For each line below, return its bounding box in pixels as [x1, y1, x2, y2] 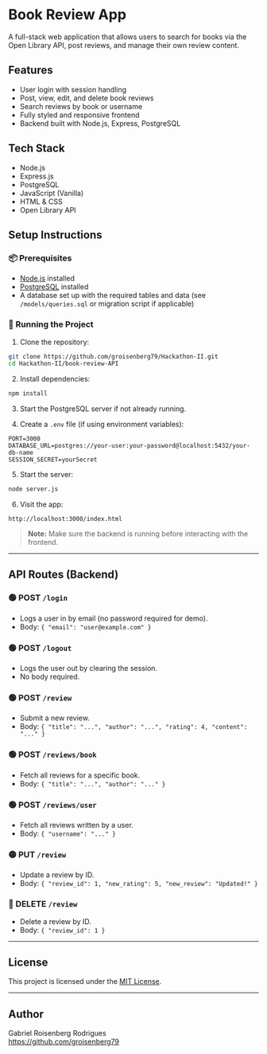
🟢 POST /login [8, 592, 68, 603]
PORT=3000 [8, 435, 41, 443]
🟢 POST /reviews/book [8, 749, 97, 760]
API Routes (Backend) [8, 568, 119, 582]
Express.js [19, 171, 54, 181]
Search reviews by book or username [19, 101, 143, 111]
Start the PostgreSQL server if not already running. [19, 404, 187, 413]
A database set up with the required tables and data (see [19, 291, 207, 300]
